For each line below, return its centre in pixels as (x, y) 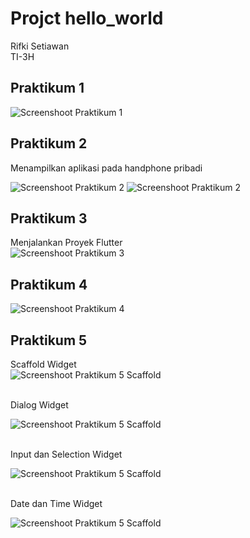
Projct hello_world (87, 18)
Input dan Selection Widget (66, 454)
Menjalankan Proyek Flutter (66, 243)
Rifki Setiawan (40, 46)
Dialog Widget (39, 405)
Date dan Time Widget (56, 503)
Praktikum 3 (49, 218)
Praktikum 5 (49, 340)
